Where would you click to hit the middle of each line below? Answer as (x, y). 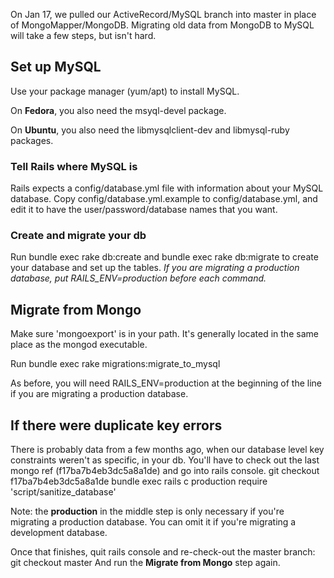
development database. (59, 533)
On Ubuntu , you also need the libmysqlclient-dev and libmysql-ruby (150, 130)
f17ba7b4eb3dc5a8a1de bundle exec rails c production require (139, 481)
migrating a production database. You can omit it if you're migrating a (153, 522)
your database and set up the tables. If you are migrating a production (155, 268)
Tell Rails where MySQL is (74, 166)
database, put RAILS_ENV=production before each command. (138, 278)
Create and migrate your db (78, 236)
